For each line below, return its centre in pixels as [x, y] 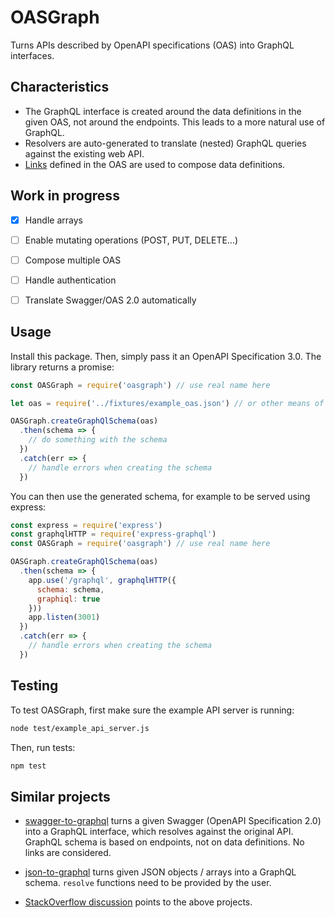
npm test [28, 766]
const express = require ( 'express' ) [86, 525]
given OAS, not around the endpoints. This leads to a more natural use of [175, 122]
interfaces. [32, 55]
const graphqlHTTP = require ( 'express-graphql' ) [113, 534]
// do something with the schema [98, 440]
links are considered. [68, 853]
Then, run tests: [43, 747]
